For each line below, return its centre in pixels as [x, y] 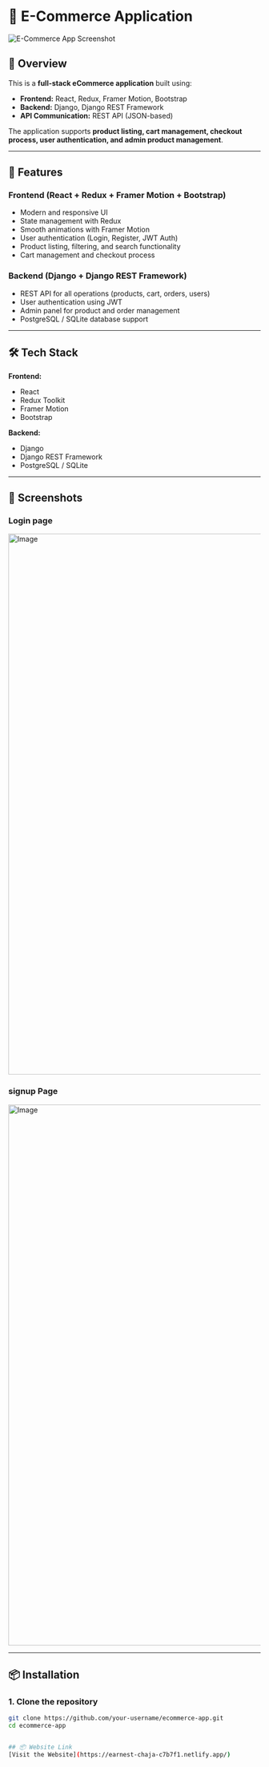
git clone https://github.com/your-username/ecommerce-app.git [116, 1718]
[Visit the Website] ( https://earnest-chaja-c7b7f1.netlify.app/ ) [119, 1754]
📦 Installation [44, 1674]
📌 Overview [38, 64]
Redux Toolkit [42, 400]
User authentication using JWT [71, 302]
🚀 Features [36, 173]
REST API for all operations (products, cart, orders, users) [115, 293]
